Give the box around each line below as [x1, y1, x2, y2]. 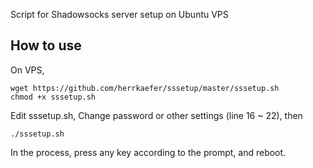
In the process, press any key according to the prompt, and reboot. [10, 146, 287, 158]
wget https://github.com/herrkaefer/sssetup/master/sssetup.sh [10, 83, 280, 93]
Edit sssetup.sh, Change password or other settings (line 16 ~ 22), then [10, 109, 303, 121]
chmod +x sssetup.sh [10, 92, 97, 102]
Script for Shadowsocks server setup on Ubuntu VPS [10, 9, 229, 20]
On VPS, [10, 64, 45, 76]
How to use [10, 37, 82, 54]
